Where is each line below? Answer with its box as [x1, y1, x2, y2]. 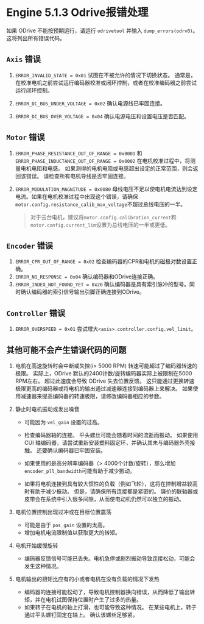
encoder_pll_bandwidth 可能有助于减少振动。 [24, 467, 135, 474]
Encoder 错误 [6, 240, 54, 250]
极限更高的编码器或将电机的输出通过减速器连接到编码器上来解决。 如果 [15, 385, 193, 392]
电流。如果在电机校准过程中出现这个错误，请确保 [15, 193, 138, 200]
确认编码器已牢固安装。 [47, 447, 107, 454]
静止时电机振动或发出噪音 [15, 406, 80, 413]
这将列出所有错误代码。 [6, 34, 65, 41]
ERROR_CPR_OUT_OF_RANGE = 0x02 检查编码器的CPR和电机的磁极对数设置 [15, 258, 192, 265]
